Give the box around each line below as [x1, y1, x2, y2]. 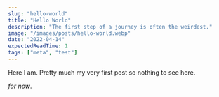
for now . [8, 82, 32, 90]
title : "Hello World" [8, 17, 72, 24]
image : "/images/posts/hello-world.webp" [8, 29, 131, 37]
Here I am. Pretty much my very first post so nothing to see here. [8, 68, 196, 77]
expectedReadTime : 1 [8, 43, 69, 50]
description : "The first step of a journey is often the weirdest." [8, 23, 213, 30]
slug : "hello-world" [8, 10, 69, 17]
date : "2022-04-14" [8, 36, 65, 43]
